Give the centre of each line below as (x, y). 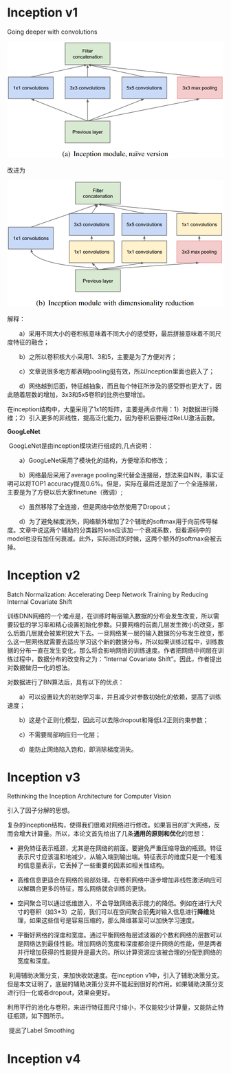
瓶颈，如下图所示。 (40, 1016)
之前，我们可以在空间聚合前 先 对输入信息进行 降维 (140, 912)
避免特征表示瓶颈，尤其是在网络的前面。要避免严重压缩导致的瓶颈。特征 (119, 848)
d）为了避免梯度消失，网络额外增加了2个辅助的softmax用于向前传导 (115, 521)
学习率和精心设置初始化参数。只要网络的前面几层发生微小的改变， (124, 625)
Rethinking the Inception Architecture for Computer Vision (89, 796)
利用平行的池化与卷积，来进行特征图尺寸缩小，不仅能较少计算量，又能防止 (112, 1007)
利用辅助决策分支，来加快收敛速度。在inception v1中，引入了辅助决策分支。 (116, 975)
